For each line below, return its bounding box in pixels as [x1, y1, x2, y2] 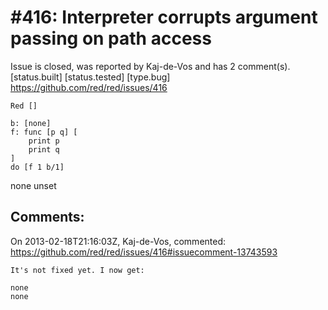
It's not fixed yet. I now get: [10, 265, 145, 275]
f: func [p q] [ [10, 127, 78, 137]
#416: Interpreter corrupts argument [10, 6, 318, 29]
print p [28, 136, 60, 146]
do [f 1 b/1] [10, 162, 65, 172]
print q [28, 144, 60, 155]
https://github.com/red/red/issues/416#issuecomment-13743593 [10, 246, 278, 258]
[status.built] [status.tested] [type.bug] [10, 71, 171, 83]
